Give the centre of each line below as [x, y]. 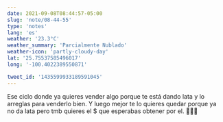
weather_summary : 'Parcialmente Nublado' [67, 45]
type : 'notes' [27, 26]
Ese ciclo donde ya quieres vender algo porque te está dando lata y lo [106, 96]
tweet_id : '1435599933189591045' [55, 77]
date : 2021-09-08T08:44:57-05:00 [55, 13]
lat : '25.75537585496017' [44, 58]
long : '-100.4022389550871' [47, 64]
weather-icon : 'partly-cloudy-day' [58, 52]
